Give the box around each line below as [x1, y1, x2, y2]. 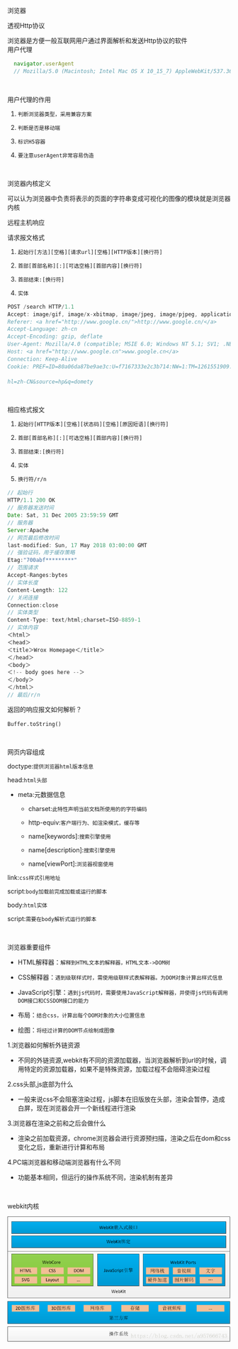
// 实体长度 [7, 579, 39, 586]
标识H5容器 [17, 138, 46, 145]
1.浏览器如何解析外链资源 [7, 1040, 80, 1049]
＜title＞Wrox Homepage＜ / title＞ [7, 646, 105, 654]
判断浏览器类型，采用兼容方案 [17, 111, 92, 118]
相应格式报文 [7, 405, 45, 414]
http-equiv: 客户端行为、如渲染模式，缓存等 [28, 818, 140, 827]
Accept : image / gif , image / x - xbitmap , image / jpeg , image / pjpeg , [7, 311, 198, 318]
